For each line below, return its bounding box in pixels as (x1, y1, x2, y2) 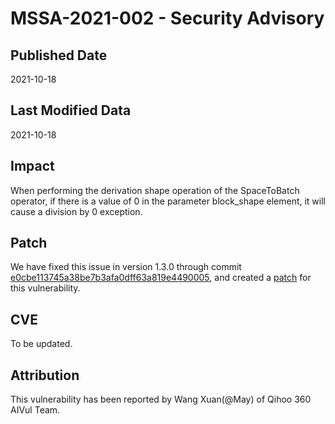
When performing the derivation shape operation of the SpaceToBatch (10, 184, 300, 196)
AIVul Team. (10, 404, 61, 416)
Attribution (10, 367, 80, 384)
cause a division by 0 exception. (10, 205, 143, 217)
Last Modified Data (10, 102, 132, 119)
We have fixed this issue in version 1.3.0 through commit (10, 261, 242, 273)
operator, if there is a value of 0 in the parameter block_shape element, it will (10, 195, 326, 207)
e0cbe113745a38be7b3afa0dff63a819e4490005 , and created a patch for (10, 272, 312, 284)
